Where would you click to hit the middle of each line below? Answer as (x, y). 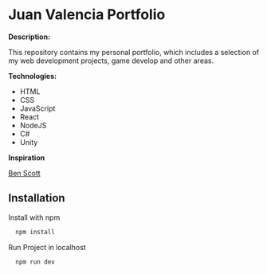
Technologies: (33, 76)
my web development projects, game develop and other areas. (111, 61)
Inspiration (27, 158)
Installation (37, 198)
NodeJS (33, 125)
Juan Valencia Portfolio (87, 15)
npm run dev (35, 262)
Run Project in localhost (47, 247)
